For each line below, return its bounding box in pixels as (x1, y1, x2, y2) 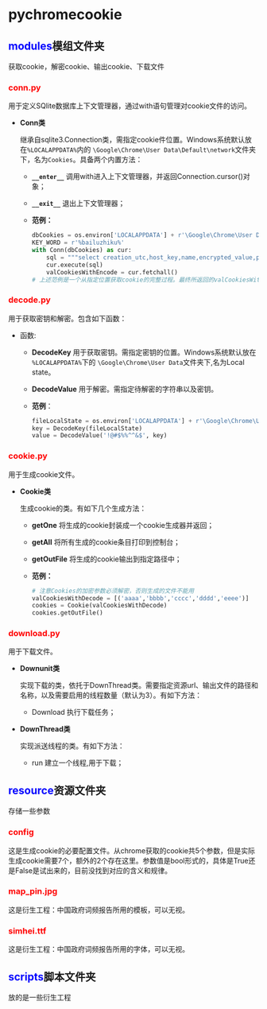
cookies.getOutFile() (31, 609, 103, 617)
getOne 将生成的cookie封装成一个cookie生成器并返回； (31, 520, 215, 530)
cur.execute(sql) (46, 261, 103, 269)
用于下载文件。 (8, 646, 57, 657)
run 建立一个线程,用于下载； (31, 758, 124, 768)
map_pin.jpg (8, 886, 58, 897)
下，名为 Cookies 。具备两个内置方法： (19, 155, 143, 165)
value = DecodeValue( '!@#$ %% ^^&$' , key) (31, 432, 168, 440)
